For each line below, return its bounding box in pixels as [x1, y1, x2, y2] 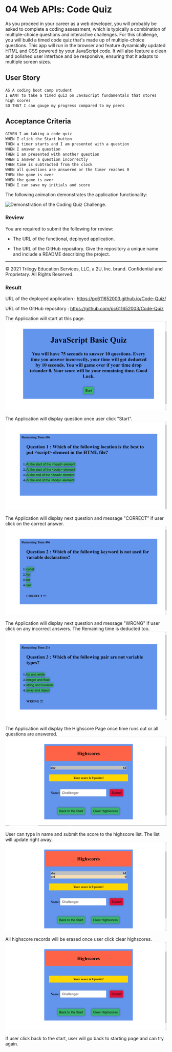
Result [5, 284, 22, 291]
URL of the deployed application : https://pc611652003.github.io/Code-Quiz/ [5, 296, 166, 302]
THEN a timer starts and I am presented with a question [5, 141, 130, 146]
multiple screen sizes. [5, 58, 52, 65]
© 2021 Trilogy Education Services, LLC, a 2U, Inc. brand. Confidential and [5, 265, 163, 272]
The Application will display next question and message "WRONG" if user [5, 620, 160, 626]
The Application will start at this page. [5, 315, 85, 322]
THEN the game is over [5, 172, 54, 177]
